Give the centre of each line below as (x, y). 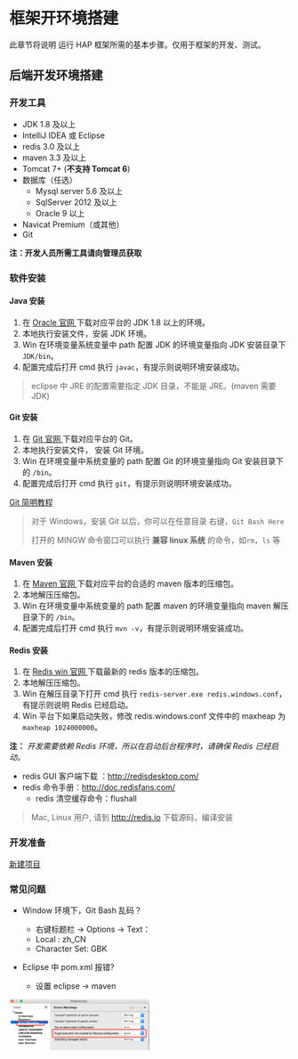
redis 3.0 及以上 (51, 146)
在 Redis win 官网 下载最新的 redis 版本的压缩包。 (113, 672)
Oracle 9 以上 (60, 213)
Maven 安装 (31, 562)
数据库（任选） (49, 180)
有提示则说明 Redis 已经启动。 (77, 705)
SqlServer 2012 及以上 (76, 202)
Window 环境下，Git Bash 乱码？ (82, 910)
